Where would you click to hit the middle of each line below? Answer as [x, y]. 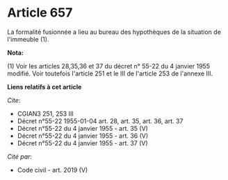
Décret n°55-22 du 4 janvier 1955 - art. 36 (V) [83, 136]
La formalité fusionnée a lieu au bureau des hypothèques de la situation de [114, 32]
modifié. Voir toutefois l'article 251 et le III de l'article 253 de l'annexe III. [110, 73]
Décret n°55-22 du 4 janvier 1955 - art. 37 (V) [82, 143]
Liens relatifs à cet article [44, 87]
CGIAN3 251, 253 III [46, 114]
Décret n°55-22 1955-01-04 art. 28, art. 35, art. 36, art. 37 [100, 121]
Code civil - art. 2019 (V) [52, 170]
